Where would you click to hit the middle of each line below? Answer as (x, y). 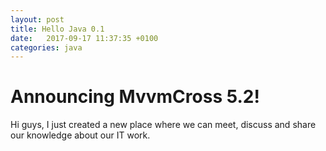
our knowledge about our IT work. (80, 135)
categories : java (46, 47)
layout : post (37, 19)
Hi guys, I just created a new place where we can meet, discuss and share (163, 125)
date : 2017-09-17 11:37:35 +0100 (84, 38)
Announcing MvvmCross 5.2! (135, 97)
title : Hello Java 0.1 (57, 29)
